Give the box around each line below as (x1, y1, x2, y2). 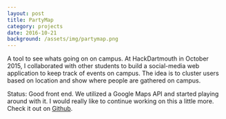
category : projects (7, 23, 63, 30)
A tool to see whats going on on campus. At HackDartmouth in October (7, 54, 209, 63)
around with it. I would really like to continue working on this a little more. (7, 97, 214, 105)
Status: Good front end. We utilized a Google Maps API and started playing (7, 90, 219, 98)
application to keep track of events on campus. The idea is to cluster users (7, 69, 219, 78)
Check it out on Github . (7, 105, 73, 113)
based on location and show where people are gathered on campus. (7, 76, 201, 85)
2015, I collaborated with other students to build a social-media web (7, 62, 200, 70)
